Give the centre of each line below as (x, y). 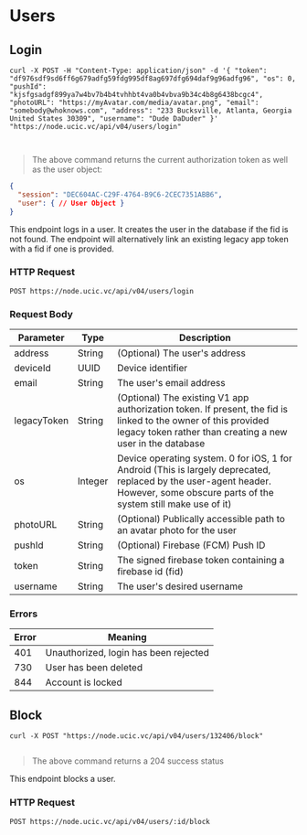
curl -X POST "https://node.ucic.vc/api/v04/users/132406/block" (136, 736)
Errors (24, 614)
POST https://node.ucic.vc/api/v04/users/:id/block (110, 821)
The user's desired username (180, 586)
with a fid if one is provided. (62, 249)
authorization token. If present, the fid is (202, 410)
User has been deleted (94, 668)
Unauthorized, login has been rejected (127, 653)
